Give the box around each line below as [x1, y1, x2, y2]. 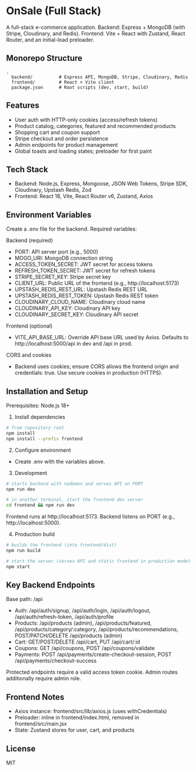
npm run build [6, 547, 41, 553]
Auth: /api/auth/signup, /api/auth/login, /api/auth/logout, [14, 607, 151, 614]
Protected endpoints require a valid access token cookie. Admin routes [6, 668, 178, 676]
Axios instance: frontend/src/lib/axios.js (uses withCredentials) [14, 708, 167, 715]
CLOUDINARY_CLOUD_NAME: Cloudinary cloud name [14, 298, 146, 306]
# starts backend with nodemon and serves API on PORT [6, 481, 144, 487]
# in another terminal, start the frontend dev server [6, 497, 144, 503]
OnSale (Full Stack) [6, 4, 102, 18]
